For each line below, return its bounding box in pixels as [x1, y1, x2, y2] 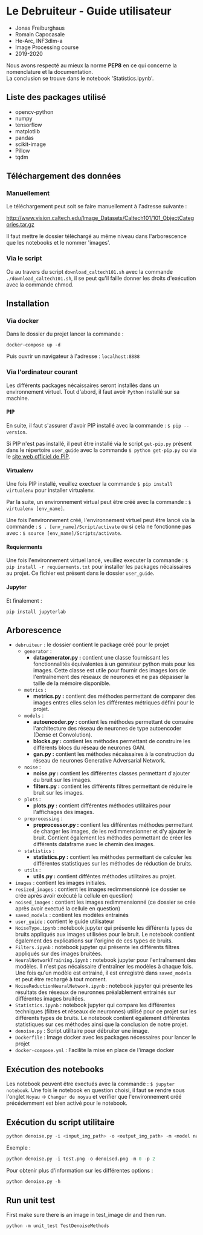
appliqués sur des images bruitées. [14, 950, 103, 958]
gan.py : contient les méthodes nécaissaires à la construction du [33, 750, 195, 758]
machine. [6, 394, 30, 402]
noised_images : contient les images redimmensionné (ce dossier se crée [14, 898, 196, 906]
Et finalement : [6, 597, 42, 604]
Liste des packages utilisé [6, 92, 106, 102]
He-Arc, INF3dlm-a [14, 37, 63, 44]
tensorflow [14, 121, 42, 128]
